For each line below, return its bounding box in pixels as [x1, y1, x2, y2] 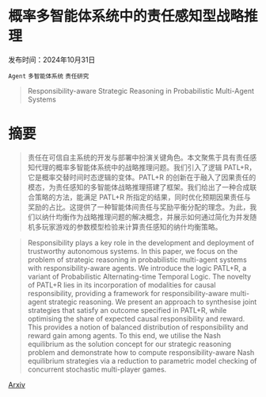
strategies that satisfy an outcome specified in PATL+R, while [27, 305, 227, 314]
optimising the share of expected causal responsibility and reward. [27, 314, 245, 323]
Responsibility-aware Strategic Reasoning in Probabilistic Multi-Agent [27, 86, 255, 95]
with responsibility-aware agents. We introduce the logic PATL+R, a [27, 263, 247, 272]
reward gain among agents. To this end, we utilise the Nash [27, 330, 222, 340]
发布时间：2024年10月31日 [8, 55, 96, 64]
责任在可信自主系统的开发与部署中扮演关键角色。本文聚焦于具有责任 [27, 152, 250, 162]
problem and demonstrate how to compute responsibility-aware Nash [27, 347, 255, 357]
